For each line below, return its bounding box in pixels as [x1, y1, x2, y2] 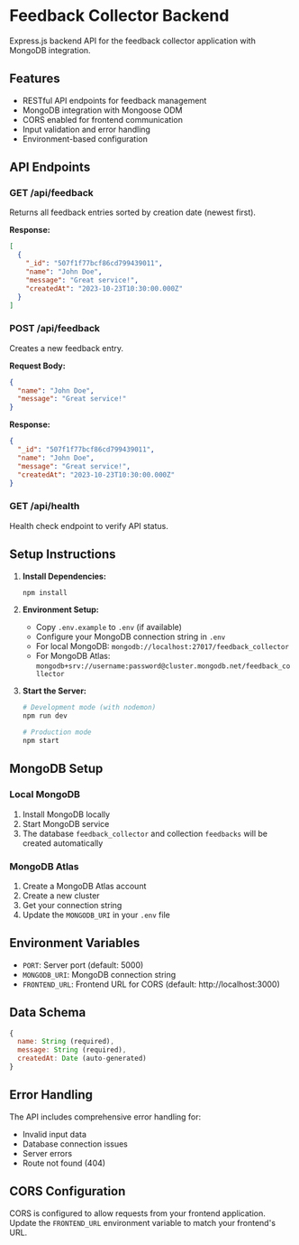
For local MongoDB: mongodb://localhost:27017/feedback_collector [35, 641, 290, 652]
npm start [22, 737, 60, 746]
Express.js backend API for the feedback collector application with [9, 35, 257, 46]
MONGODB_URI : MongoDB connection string [22, 969, 177, 980]
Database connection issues [22, 1138, 129, 1149]
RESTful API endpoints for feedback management [22, 95, 207, 106]
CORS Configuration [9, 1184, 126, 1199]
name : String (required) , [17, 1037, 115, 1046]
